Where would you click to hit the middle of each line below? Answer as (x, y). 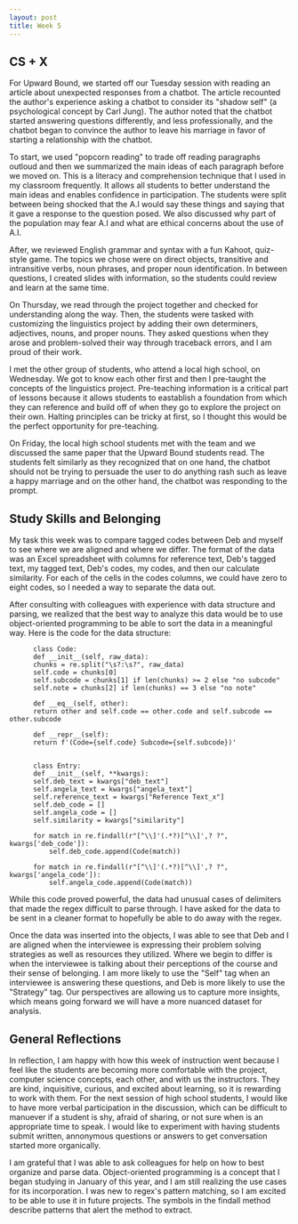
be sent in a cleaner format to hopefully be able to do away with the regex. (146, 918)
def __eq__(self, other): (81, 704)
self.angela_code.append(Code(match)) (121, 883)
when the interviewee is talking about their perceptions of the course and (144, 964)
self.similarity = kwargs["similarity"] (109, 821)
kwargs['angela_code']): (55, 875)
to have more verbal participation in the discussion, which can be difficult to (148, 1107)
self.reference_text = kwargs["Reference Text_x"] (129, 797)
